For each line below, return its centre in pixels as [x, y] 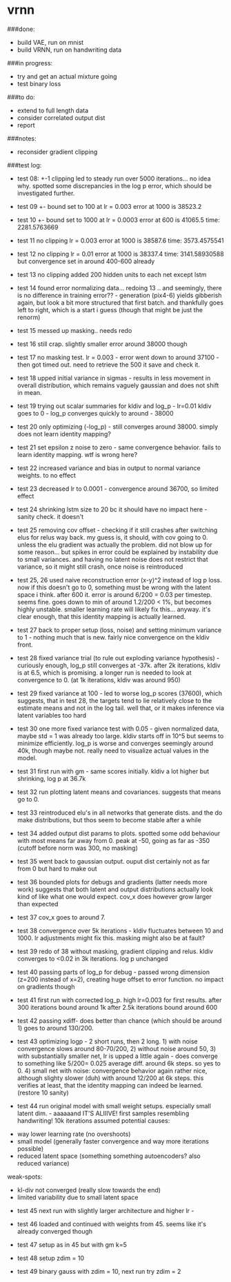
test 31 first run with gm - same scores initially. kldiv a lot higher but [113, 771]
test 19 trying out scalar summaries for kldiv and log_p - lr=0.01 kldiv [114, 406]
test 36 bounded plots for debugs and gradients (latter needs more [112, 882]
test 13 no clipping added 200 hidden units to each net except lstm [112, 274]
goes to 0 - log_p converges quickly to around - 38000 [95, 413]
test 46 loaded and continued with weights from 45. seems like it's [112, 1224]
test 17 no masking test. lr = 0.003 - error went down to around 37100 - [118, 357]
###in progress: [30, 63]
